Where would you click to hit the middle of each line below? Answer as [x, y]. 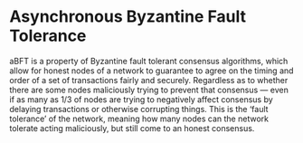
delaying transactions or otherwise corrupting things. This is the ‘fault [139, 109]
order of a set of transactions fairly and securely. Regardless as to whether [149, 80]
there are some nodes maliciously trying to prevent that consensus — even [149, 90]
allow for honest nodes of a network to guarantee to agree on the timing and [151, 71]
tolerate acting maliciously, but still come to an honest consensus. [132, 128]
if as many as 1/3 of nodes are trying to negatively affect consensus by [141, 99]
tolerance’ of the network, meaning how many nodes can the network [139, 119]
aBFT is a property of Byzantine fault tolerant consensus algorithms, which [149, 61]
